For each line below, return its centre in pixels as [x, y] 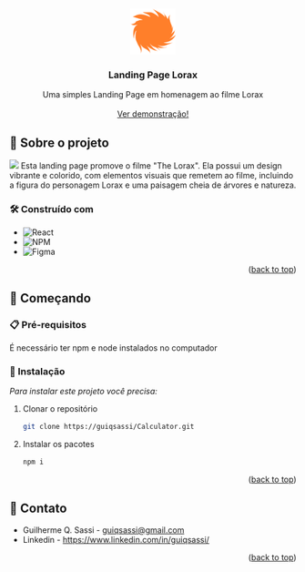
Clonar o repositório [60, 409]
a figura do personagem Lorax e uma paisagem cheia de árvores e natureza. [153, 185]
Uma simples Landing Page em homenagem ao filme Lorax [153, 95]
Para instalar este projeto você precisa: [83, 392]
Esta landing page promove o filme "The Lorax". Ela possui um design [151, 166]
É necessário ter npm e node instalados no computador [113, 348]
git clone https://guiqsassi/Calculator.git [108, 427]
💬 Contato [38, 508]
